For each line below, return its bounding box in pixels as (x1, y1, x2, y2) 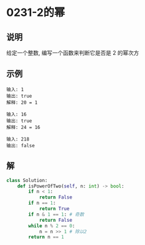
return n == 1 (28, 234, 64, 240)
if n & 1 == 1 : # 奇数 (28, 211, 84, 218)
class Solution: (6, 177, 48, 183)
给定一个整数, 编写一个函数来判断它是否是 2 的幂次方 (6, 49, 139, 56)
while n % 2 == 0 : (28, 222, 75, 229)
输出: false (6, 142, 35, 148)
